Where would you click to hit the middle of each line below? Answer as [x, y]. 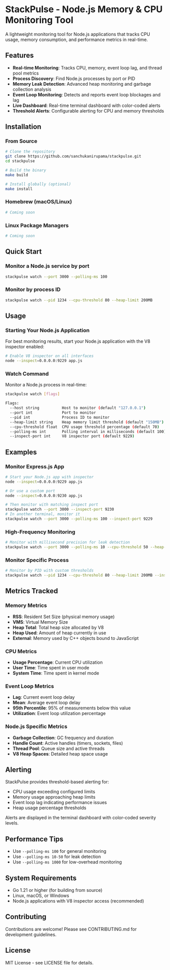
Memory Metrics [26, 605]
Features [19, 56]
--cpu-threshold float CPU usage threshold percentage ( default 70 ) [84, 427]
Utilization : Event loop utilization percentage [59, 713]
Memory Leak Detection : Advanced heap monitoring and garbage [82, 84]
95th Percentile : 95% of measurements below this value [72, 708]
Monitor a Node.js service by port [47, 266]
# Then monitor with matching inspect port [52, 505]
